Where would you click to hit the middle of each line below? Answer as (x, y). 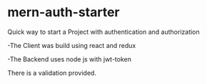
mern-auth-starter (64, 12)
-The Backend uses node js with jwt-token (70, 59)
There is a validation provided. (52, 73)
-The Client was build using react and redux (72, 45)
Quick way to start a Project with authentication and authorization (103, 32)
